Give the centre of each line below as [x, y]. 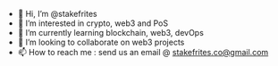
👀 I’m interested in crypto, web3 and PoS [93, 23]
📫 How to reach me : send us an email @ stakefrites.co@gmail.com [143, 52]
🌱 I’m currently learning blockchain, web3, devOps [110, 33]
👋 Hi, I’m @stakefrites [57, 14]
